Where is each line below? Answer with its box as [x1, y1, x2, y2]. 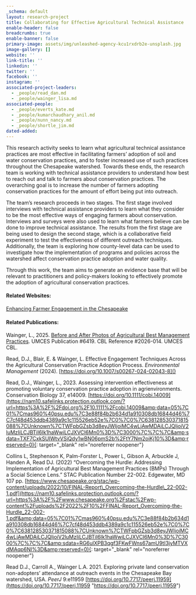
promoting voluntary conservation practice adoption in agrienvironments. [6, 386, 182, 393]
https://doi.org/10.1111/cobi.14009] [89, 391, 171, 398]
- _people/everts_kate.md [11, 106, 75, 112]
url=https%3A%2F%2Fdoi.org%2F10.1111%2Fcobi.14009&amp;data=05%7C [6, 404, 189, 411]
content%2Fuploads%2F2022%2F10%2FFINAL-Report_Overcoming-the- [6, 503, 183, 510]
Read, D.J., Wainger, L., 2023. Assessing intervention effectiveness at [6, 379, 173, 386]
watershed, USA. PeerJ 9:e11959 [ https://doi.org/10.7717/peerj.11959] [6, 576, 172, 583]
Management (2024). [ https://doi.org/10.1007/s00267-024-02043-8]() [6, 368, 176, 375]
